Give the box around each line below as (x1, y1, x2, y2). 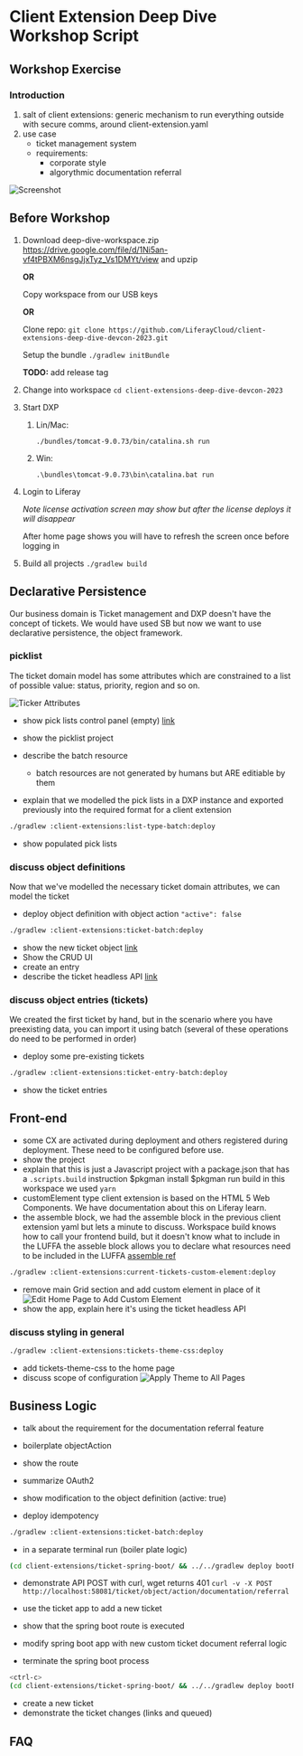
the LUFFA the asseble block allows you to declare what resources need (22, 1241, 291, 1251)
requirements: (35, 147, 88, 158)
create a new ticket (22, 1698, 94, 1709)
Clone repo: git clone (22, 324, 106, 335)
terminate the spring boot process (22, 1656, 150, 1666)
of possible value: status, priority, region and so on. (9, 680, 200, 691)
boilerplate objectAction (22, 1440, 112, 1450)
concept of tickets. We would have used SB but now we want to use (9, 618, 262, 628)
